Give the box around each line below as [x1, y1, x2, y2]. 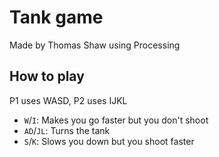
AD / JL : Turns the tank [23, 124, 111, 136]
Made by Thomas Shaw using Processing [9, 39, 181, 51]
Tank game [9, 6, 104, 29]
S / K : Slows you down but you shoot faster [23, 135, 195, 147]
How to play [9, 68, 85, 85]
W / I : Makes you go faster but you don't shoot [23, 114, 209, 126]
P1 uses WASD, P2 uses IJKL [9, 94, 128, 106]
